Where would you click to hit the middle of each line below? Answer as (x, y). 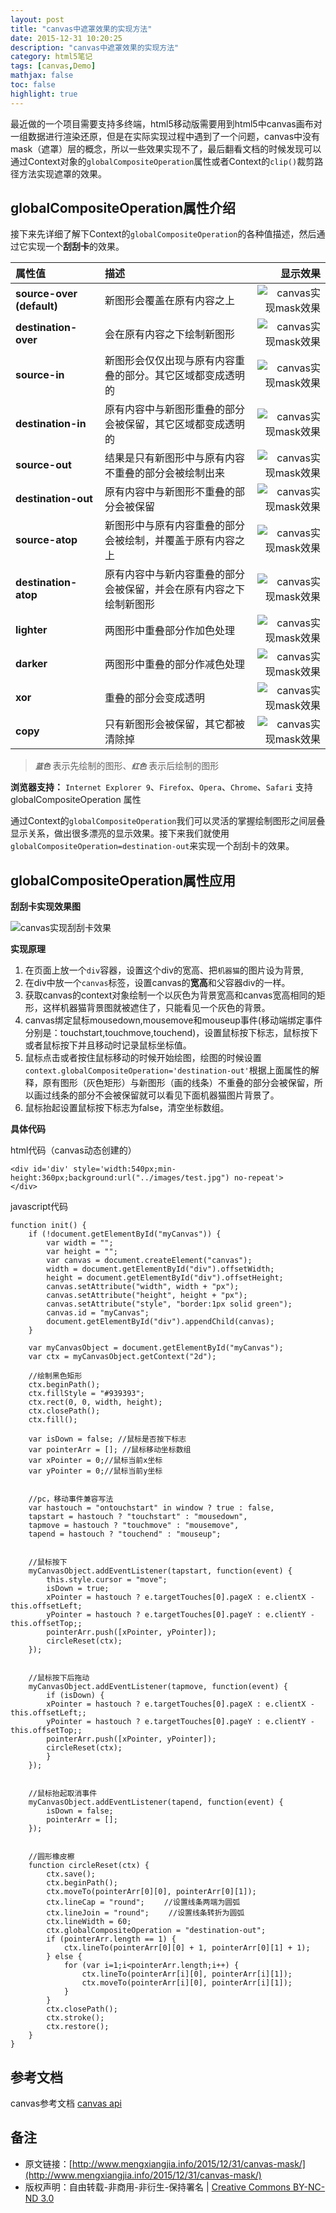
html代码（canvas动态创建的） (73, 1150)
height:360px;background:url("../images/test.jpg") (120, 1178)
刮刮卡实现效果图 (45, 907)
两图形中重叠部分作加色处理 (170, 631)
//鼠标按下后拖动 (59, 1678)
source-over (46, 294)
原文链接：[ (48, 2163)
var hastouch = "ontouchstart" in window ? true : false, (151, 1508)
